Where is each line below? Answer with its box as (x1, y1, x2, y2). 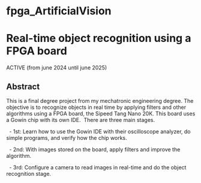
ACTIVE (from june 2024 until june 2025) (6, 64, 107, 71)
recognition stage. (6, 170, 52, 177)
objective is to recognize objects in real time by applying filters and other (6, 103, 187, 111)
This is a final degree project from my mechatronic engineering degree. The (6, 97, 194, 104)
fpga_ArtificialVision (6, 4, 112, 18)
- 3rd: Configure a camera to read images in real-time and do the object (8, 163, 187, 171)
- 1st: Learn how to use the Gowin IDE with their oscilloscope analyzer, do (8, 127, 191, 135)
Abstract (6, 81, 40, 91)
